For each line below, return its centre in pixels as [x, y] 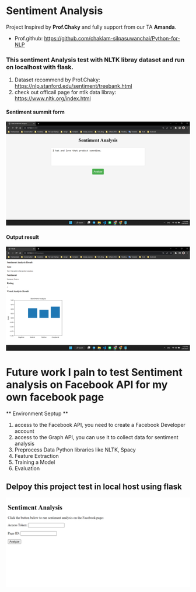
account [24, 431]
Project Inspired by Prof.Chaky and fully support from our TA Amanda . [91, 27]
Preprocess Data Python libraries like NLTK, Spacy [75, 450]
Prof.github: [29, 38]
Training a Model [35, 462]
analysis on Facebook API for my [87, 384]
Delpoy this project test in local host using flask [94, 486]
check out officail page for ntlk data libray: [65, 93]
